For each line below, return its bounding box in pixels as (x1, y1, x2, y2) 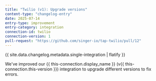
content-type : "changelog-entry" (5, 12, 72, 16)
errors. (5, 71, 18, 77)
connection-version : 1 (5, 34, 51, 39)
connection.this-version (5, 66, 53, 72)
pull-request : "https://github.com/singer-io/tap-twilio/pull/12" (5, 39, 142, 43)
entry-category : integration (5, 25, 64, 30)
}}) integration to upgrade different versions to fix (53, 66, 152, 72)
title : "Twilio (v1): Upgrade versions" (5, 7, 88, 12)
